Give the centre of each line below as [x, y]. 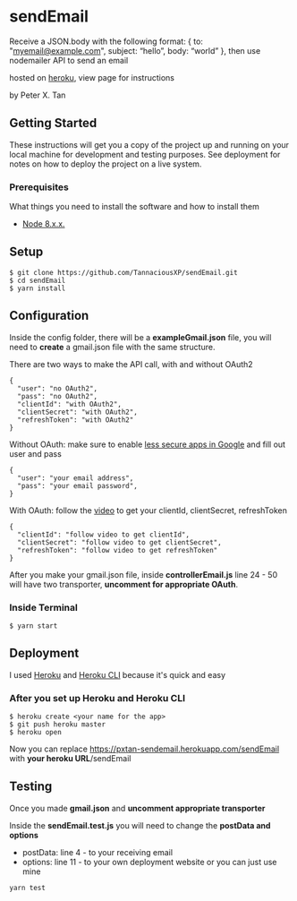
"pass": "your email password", [78, 485]
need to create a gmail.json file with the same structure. [112, 347]
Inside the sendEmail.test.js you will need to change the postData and [140, 825]
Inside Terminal [43, 607]
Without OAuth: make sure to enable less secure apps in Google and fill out [148, 444]
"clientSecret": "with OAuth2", [78, 412]
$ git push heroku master [57, 725]
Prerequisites [39, 187]
